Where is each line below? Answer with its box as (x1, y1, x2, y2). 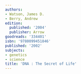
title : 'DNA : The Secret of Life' (5, 61, 77, 66)
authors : (5, 7, 23, 12)
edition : (5, 20, 23, 26)
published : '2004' (9, 25, 47, 30)
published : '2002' (5, 43, 42, 48)
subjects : (5, 48, 25, 53)
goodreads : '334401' (5, 35, 47, 39)
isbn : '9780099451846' (5, 39, 51, 44)
